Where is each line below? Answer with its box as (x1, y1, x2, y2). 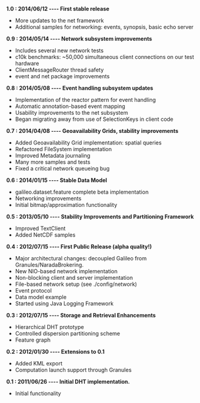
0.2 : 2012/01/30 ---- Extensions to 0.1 (6, 348, 105, 355)
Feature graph (15, 336, 51, 344)
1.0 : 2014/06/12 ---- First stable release (6, 5, 110, 12)
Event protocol (15, 287, 52, 294)
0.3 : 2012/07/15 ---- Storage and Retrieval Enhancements (6, 312, 156, 319)
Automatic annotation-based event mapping (15, 103, 125, 110)
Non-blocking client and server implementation (15, 274, 133, 281)
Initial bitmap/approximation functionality (15, 201, 118, 208)
